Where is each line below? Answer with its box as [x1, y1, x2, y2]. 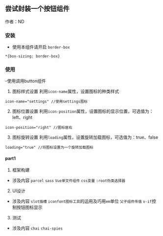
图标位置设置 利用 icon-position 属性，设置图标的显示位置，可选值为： [12, 108, 154, 114]
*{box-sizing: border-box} [5, 54, 60, 59]
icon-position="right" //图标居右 [5, 125, 72, 130]
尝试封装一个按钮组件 [5, 4, 70, 13]
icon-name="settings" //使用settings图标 [5, 99, 88, 104]
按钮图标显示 [16, 204, 43, 210]
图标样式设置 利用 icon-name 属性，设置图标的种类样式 [12, 89, 119, 94]
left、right [12, 115, 33, 120]
